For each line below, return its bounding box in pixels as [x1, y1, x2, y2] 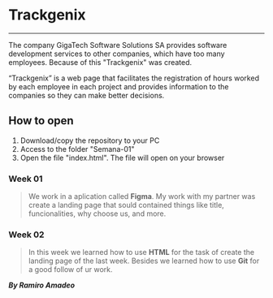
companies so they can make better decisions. [8, 90, 165, 100]
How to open [8, 114, 75, 127]
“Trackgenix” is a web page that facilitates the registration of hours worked [8, 73, 260, 83]
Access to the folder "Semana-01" [19, 144, 135, 153]
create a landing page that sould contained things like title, [28, 201, 225, 210]
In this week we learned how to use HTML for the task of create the [28, 248, 254, 257]
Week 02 [8, 229, 45, 240]
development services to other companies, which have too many [8, 49, 225, 58]
